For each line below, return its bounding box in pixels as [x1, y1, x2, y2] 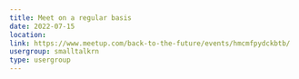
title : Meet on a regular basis [9, 13, 132, 23]
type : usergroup [9, 55, 71, 64]
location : [9, 30, 47, 39]
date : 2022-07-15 [9, 22, 75, 31]
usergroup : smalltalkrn [9, 47, 100, 56]
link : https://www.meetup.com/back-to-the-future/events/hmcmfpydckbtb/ [9, 38, 291, 48]
